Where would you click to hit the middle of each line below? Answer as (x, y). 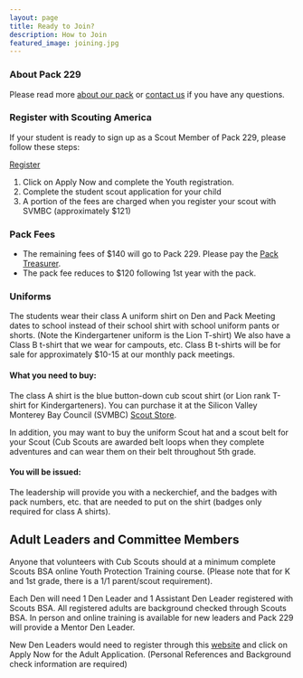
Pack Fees (33, 234)
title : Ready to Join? (52, 26)
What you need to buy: (53, 375)
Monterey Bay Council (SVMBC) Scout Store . (93, 414)
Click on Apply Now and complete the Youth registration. (128, 182)
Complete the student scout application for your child (122, 192)
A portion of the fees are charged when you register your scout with (149, 201)
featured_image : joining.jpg (64, 43)
